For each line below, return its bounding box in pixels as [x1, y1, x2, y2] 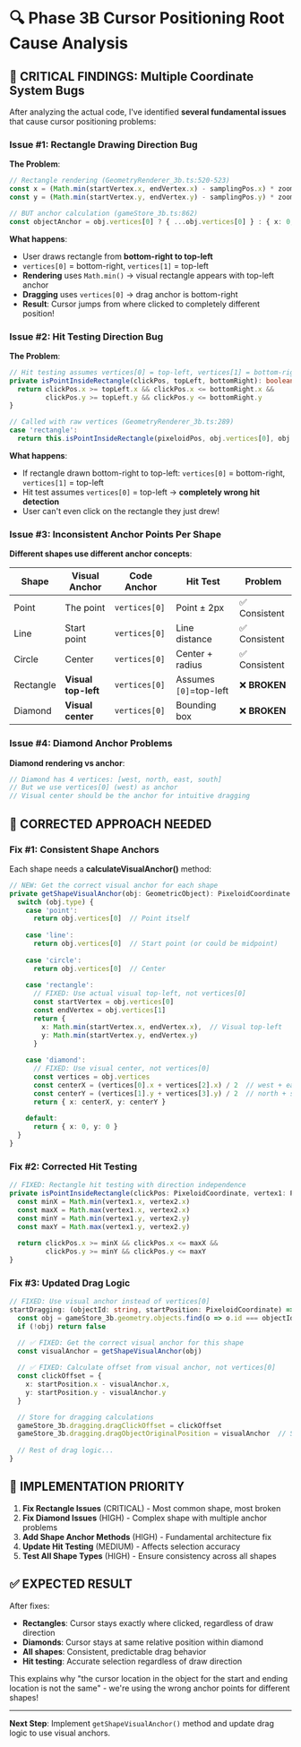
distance [176, 633, 212, 646]
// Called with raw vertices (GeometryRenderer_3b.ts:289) [9, 417, 235, 426]
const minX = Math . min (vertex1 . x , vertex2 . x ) [17, 1197, 191, 1206]
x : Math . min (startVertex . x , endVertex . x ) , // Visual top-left [41, 1022, 282, 1031]
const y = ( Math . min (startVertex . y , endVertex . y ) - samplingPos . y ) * [9, 193, 275, 202]
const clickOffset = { [17, 1372, 102, 1381]
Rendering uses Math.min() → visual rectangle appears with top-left [21, 270, 275, 280]
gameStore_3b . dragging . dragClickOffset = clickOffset [17, 1421, 222, 1430]
